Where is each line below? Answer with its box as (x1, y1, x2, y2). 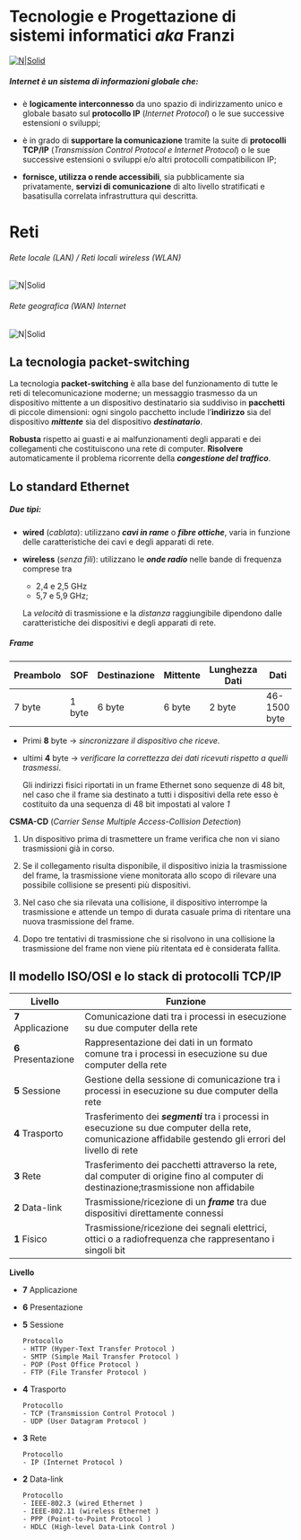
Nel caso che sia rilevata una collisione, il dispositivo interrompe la (21, 897, 268, 907)
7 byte (13, 701, 41, 713)
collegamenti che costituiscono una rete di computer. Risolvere (9, 443, 244, 455)
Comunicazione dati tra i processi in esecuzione (84, 1011, 287, 1023)
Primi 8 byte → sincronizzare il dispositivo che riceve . (21, 735, 220, 746)
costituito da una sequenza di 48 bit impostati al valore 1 (21, 798, 230, 810)
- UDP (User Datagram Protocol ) (21, 1417, 148, 1426)
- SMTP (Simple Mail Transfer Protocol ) (21, 1352, 179, 1362)
